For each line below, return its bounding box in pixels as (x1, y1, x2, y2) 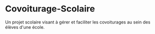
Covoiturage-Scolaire (5, 3, 95, 14)
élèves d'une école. (5, 24, 45, 30)
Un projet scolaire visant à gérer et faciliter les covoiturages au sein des (5, 19, 151, 25)
